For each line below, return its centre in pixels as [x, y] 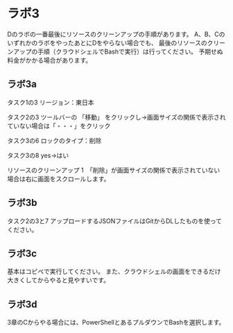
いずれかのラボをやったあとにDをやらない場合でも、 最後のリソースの [107, 42]
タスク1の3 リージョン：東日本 [51, 102]
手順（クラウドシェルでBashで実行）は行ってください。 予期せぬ [130, 51]
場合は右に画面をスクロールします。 [59, 179]
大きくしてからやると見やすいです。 [58, 280]
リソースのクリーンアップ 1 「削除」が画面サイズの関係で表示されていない [114, 170]
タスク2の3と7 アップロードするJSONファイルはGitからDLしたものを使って [115, 221]
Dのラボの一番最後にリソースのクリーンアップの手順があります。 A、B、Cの [116, 34]
